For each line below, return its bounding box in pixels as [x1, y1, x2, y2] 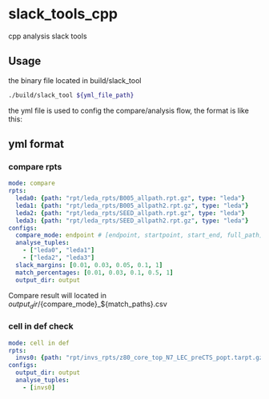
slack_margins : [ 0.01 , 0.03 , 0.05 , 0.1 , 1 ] [15, 261, 163, 269]
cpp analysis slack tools [8, 31, 87, 41]
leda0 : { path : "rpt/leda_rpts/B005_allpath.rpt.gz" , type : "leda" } [15, 194, 246, 202]
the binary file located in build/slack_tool [8, 75, 142, 85]
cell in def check [8, 321, 74, 332]
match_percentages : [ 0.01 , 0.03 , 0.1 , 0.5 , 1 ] [15, 269, 174, 277]
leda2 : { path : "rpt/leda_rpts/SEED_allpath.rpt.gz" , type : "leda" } [15, 209, 246, 217]
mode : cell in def [8, 339, 70, 347]
